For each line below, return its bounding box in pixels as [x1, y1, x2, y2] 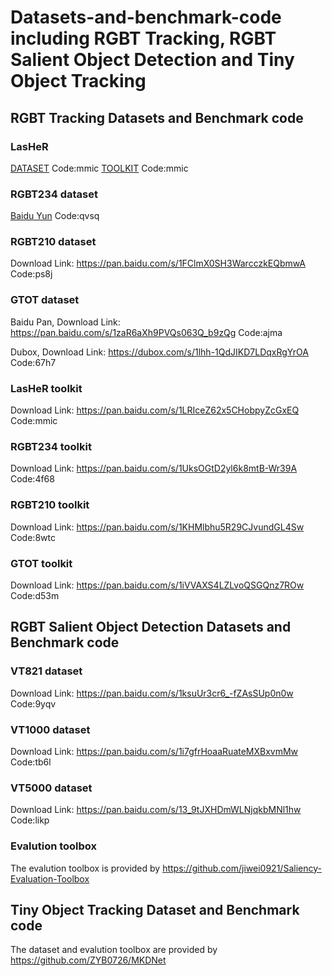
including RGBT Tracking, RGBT [10, 27, 277, 50]
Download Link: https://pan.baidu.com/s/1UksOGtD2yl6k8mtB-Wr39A [10, 462, 298, 475]
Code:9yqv [10, 697, 57, 710]
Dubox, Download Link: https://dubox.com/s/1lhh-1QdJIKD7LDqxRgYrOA [10, 346, 309, 358]
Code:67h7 [10, 356, 57, 368]
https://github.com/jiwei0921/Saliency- [162, 862, 322, 874]
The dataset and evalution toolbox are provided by [10, 944, 218, 956]
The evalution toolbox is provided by [10, 862, 161, 874]
